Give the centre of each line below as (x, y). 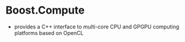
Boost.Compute (45, 10)
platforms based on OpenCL (49, 33)
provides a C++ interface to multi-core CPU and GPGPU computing (97, 27)
